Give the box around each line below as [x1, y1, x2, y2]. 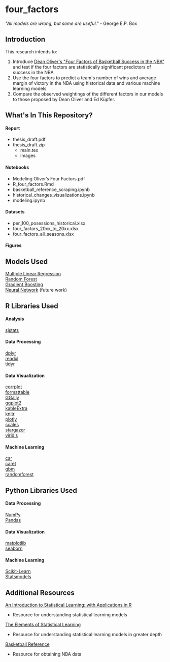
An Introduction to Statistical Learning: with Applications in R [5, 602, 132, 608]
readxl [5, 355, 19, 361]
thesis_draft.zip [12, 142, 45, 148]
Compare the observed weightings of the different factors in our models [12, 90, 163, 97]
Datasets [5, 209, 25, 215]
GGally [5, 395, 19, 401]
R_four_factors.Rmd [12, 181, 54, 187]
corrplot [5, 384, 22, 390]
